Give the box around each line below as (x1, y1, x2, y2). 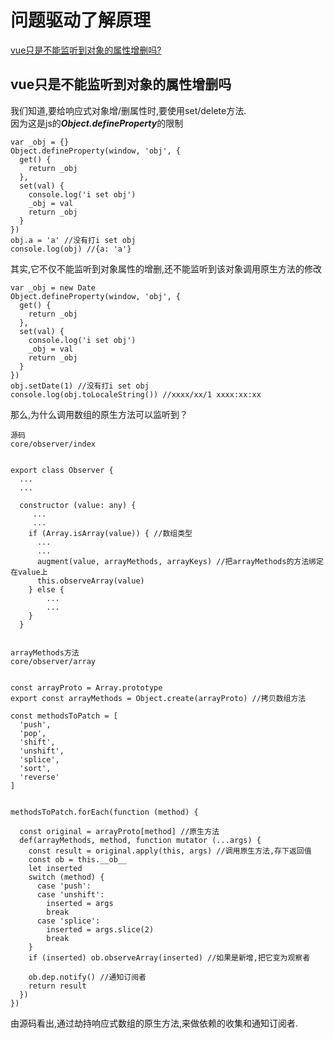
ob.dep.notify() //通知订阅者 (28, 972, 147, 982)
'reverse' (19, 772, 60, 782)
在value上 (10, 567, 48, 577)
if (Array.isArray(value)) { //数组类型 (28, 528, 193, 538)
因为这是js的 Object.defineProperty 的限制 (10, 117, 184, 129)
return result (28, 981, 87, 991)
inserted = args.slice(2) (46, 924, 155, 935)
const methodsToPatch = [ (10, 711, 118, 721)
